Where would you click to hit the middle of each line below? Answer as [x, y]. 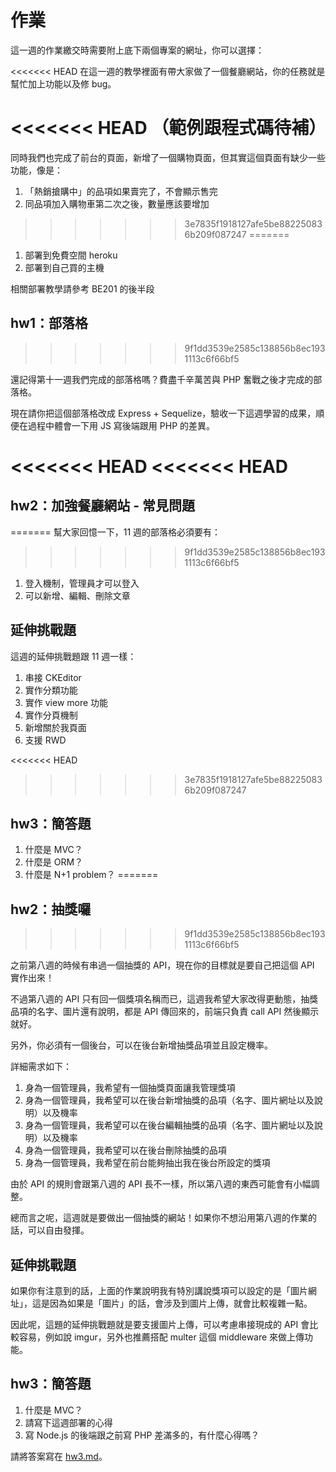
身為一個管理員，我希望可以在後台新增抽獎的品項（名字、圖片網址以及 [169, 1100]
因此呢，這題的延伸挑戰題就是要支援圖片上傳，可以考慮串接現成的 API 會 [160, 1324]
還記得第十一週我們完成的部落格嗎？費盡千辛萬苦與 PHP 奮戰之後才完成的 [162, 379]
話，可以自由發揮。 [50, 1230]
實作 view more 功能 [66, 702]
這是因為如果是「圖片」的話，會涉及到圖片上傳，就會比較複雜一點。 [172, 1303]
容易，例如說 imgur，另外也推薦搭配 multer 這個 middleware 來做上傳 [161, 1337]
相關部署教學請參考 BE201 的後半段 [82, 288]
